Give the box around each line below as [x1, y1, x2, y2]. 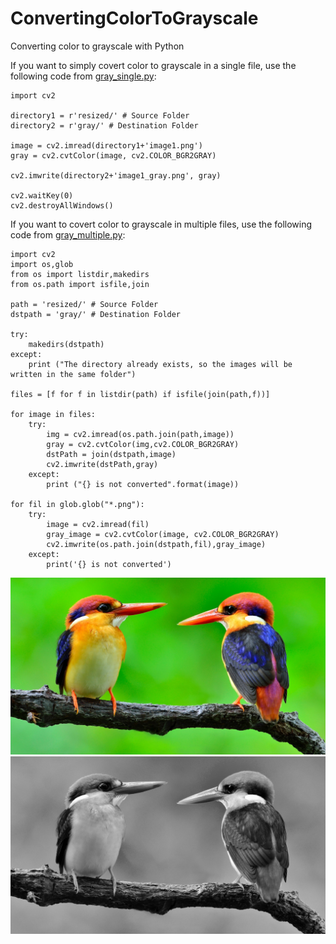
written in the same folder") [10, 369, 137, 379]
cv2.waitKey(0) [10, 190, 74, 201]
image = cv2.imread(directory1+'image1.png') [10, 140, 203, 151]
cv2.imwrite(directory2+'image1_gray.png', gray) [10, 170, 222, 181]
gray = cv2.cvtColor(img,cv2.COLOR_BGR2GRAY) [46, 439, 240, 449]
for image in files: [10, 409, 97, 419]
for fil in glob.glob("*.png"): [10, 499, 145, 509]
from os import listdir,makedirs [10, 269, 150, 279]
